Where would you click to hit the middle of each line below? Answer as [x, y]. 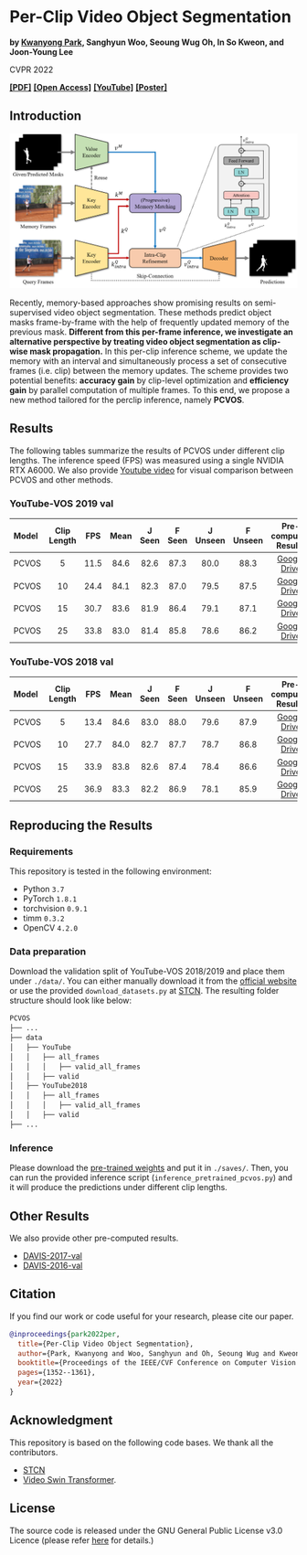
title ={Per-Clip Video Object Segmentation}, [106, 1344]
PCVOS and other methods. [61, 479]
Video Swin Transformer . [69, 1479]
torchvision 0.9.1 [55, 909]
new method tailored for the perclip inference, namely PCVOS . [127, 399]
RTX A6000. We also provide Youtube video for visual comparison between [152, 470]
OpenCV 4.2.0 [50, 928]
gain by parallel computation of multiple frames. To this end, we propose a [150, 389]
